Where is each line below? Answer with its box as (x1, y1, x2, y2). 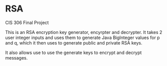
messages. (5, 54, 28, 60)
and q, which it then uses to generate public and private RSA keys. (5, 39, 142, 45)
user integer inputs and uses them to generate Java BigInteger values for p (5, 34, 160, 40)
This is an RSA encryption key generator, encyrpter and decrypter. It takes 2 (5, 29, 162, 35)
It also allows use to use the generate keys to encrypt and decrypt (5, 49, 142, 55)
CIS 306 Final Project (5, 19, 49, 25)
